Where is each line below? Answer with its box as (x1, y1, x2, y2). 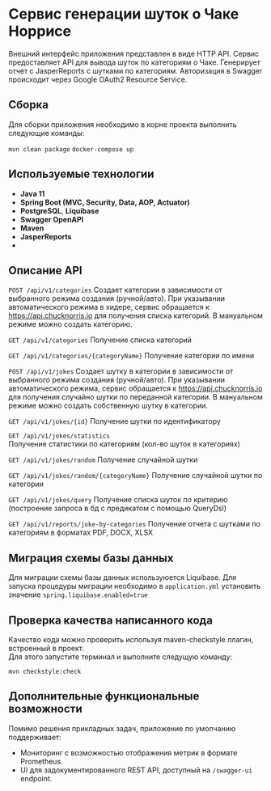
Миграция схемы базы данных (8, 551, 174, 565)
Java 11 (19, 188, 45, 198)
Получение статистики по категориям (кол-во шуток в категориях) (8, 439, 241, 449)
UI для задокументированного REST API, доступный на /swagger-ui (19, 765, 253, 775)
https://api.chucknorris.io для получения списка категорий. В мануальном (8, 311, 263, 320)
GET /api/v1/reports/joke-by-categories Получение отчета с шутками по (8, 519, 260, 529)
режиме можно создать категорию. (8, 319, 133, 329)
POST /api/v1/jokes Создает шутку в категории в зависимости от (8, 366, 234, 376)
